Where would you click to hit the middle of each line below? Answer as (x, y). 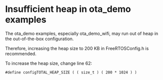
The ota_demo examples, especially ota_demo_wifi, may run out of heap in (82, 33)
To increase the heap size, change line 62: (49, 63)
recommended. (21, 54)
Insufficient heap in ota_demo (68, 9)
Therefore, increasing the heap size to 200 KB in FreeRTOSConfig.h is (77, 48)
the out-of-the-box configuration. (39, 39)
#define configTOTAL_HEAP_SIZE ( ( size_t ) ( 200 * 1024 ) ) (71, 72)
